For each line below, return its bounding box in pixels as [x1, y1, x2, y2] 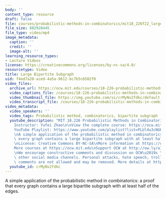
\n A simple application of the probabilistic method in [14, 132, 132, 137]
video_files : [5, 81, 32, 86]
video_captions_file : [9, 90, 54, 95]
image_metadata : [5, 35, 39, 40]
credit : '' [9, 44, 32, 49]
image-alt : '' [9, 49, 39, 54]
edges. [5, 188, 19, 194]
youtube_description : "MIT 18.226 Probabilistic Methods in [9, 118, 136, 123]
